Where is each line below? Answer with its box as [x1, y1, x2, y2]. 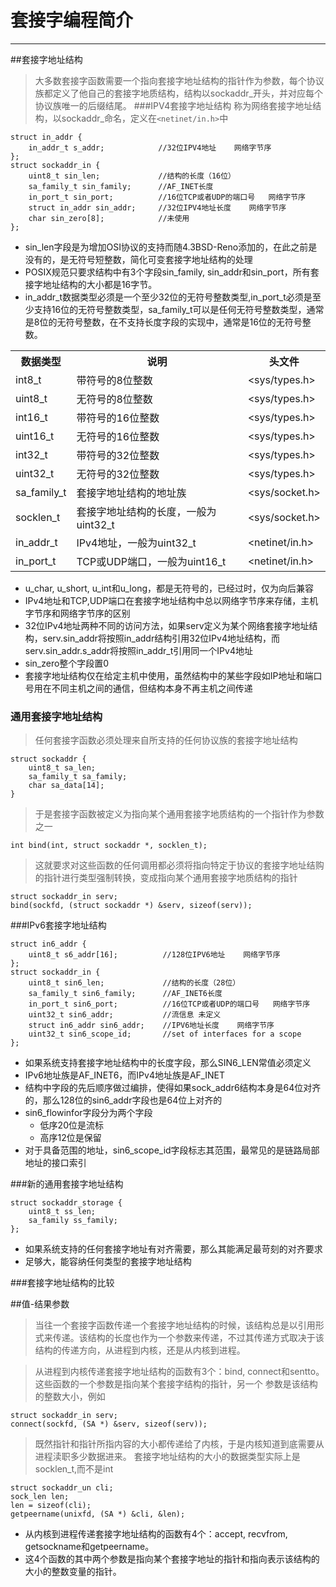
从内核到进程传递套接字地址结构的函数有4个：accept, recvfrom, [24, 1528, 288, 1540]
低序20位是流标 [39, 1119, 104, 1131]
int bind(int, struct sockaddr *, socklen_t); [10, 841, 208, 851]
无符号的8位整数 [76, 392, 153, 406]
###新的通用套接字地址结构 [10, 1178, 124, 1190]
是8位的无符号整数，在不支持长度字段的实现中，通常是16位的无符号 [24, 316, 303, 328]
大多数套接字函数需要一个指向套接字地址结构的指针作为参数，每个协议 [34, 74, 325, 86]
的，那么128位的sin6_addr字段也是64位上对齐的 [24, 1094, 223, 1106]
